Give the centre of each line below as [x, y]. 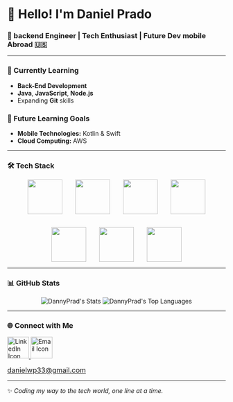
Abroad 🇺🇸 [27, 44]
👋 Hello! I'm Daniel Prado [80, 14]
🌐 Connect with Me [41, 325]
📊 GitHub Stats [34, 283]
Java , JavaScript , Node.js [55, 93]
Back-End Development [52, 85]
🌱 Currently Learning [43, 71]
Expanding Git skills [45, 101]
